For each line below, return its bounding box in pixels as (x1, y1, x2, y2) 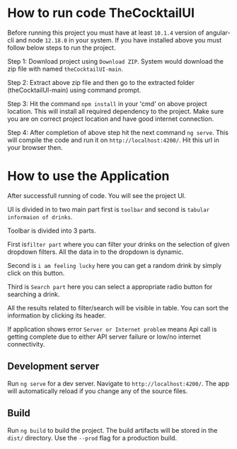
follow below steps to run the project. (7, 43, 116, 52)
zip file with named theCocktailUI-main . (7, 64, 124, 73)
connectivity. (7, 339, 45, 348)
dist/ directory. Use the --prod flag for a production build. (7, 433, 177, 442)
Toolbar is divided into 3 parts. (7, 226, 97, 235)
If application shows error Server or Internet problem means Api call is (7, 325, 217, 333)
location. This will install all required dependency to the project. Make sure (7, 107, 224, 115)
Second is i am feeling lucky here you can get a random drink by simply (7, 261, 221, 269)
